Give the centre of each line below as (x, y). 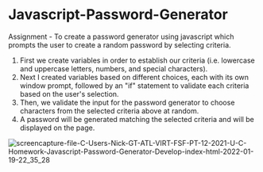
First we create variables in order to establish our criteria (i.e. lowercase (137, 60)
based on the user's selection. (69, 94)
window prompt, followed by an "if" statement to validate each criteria (134, 86)
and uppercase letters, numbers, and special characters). (114, 68)
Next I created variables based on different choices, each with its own (134, 77)
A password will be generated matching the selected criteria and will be (137, 119)
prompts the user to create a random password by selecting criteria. (120, 44)
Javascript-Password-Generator (118, 15)
